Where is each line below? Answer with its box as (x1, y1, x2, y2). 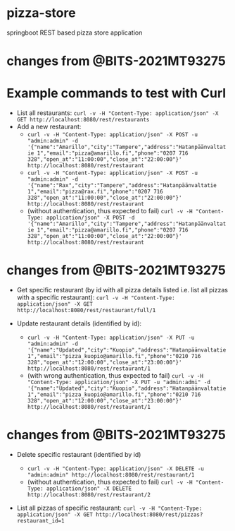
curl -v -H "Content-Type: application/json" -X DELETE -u (27, 465, 205, 472)
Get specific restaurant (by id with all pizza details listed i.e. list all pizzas (16, 286, 228, 294)
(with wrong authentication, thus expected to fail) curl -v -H (27, 371, 203, 379)
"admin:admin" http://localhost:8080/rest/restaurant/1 (27, 471, 195, 478)
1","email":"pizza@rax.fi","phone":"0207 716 (27, 189, 163, 196)
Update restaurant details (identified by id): (16, 319, 142, 328)
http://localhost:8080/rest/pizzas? (95, 511, 203, 518)
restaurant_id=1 (16, 517, 65, 524)
